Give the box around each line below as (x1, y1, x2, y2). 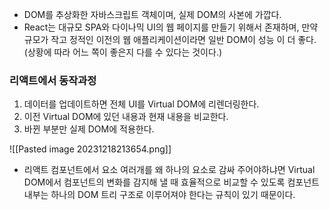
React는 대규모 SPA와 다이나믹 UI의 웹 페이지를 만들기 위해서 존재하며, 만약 (23, 21, 319, 33)
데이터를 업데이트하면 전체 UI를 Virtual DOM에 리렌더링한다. (23, 98, 260, 110)
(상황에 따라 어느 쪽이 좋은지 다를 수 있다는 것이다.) (23, 46, 223, 58)
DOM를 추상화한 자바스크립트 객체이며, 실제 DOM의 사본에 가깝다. (23, 9, 282, 20)
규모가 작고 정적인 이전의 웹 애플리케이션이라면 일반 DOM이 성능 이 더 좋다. (23, 34, 317, 45)
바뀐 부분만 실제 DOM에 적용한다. (23, 123, 155, 135)
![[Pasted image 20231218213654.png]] (9, 143, 172, 155)
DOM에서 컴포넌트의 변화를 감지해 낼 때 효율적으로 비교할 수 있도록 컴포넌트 (23, 176, 320, 188)
